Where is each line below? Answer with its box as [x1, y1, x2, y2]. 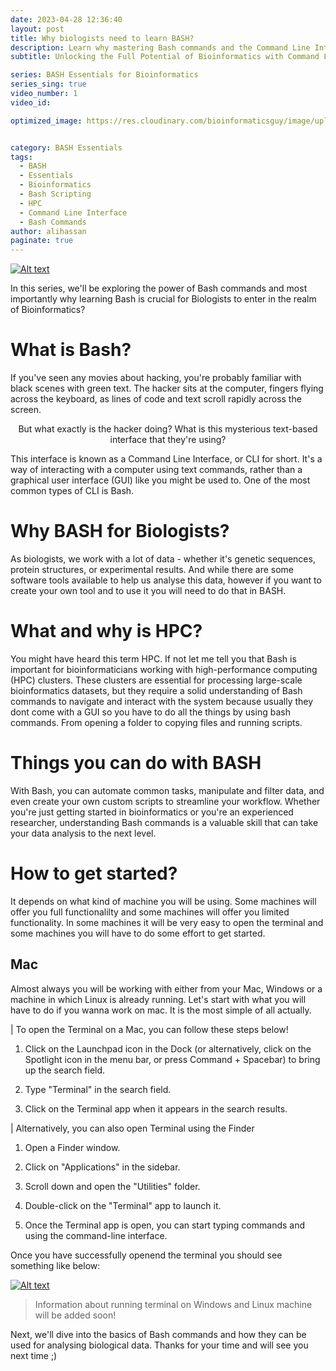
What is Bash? [10, 339, 132, 361]
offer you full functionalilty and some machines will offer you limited [10, 906, 290, 918]
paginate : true [10, 236, 74, 246]
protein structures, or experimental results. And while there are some [10, 564, 294, 575]
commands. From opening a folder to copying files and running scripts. [10, 716, 303, 728]
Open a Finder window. [24, 1141, 121, 1153]
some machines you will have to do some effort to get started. [10, 927, 266, 939]
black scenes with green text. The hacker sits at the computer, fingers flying [10, 382, 324, 395]
